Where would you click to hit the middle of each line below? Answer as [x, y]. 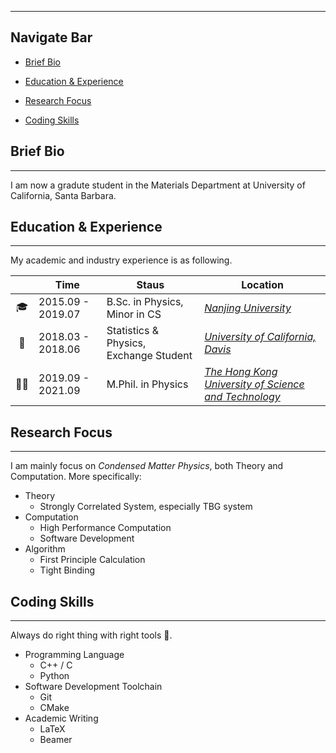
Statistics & [133, 331]
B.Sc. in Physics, [145, 302]
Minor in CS [134, 314]
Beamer [56, 740]
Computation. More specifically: [76, 477]
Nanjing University [248, 308]
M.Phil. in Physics [147, 384]
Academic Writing [61, 718]
